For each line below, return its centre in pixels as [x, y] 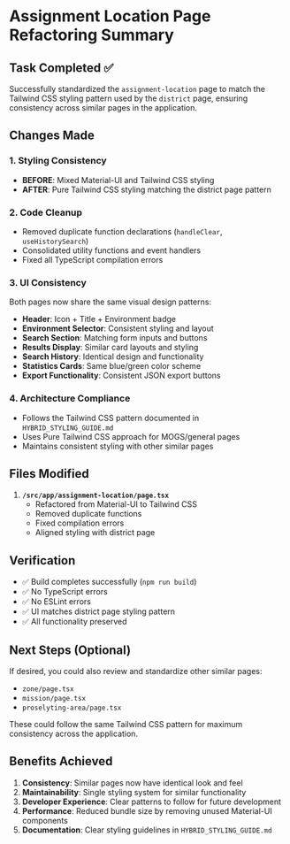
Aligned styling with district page [95, 533]
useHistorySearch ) [55, 241]
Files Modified [50, 474]
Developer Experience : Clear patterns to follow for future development [151, 802]
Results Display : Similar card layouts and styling [110, 348]
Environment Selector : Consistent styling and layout [118, 328]
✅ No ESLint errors [56, 602]
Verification [42, 560]
